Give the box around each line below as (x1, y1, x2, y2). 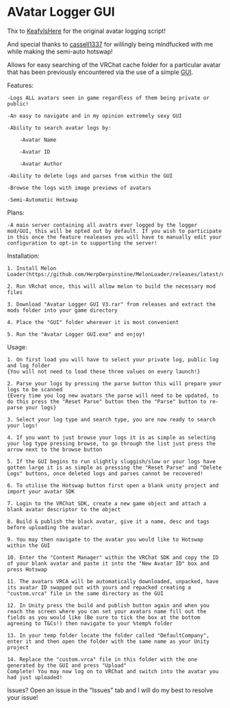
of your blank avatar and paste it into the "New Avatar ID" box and (7, 560, 210, 567)
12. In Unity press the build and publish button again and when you (7, 602, 210, 609)
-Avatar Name (19, 136, 57, 143)
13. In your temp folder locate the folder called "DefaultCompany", (7, 632, 210, 639)
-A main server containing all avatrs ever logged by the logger (7, 221, 197, 228)
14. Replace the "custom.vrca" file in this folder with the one (7, 656, 197, 663)
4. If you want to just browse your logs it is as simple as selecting (7, 434, 216, 441)
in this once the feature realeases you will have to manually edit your (7, 234, 222, 241)
